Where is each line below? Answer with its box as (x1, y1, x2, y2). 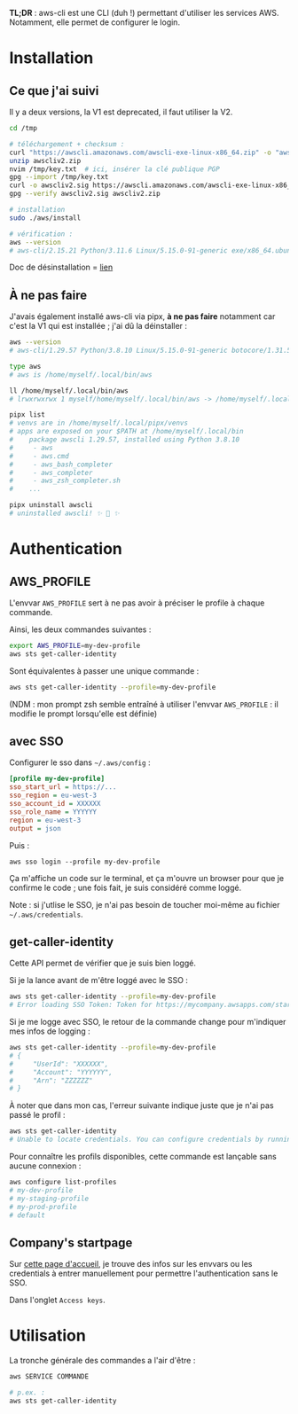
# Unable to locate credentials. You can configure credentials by (9, 1135, 264, 1144)
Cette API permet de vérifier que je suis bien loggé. (9, 957, 197, 969)
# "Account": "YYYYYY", (9, 1067, 114, 1076)
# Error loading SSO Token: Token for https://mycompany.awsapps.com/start (9, 1001, 295, 1010)
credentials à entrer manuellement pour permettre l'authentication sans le (9, 1268, 278, 1279)
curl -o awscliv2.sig (9, 181, 90, 190)
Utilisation (9, 1325, 86, 1346)
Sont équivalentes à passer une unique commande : (9, 665, 200, 676)
